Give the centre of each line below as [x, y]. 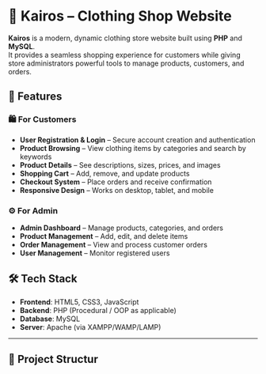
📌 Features [35, 97]
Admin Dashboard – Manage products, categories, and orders [122, 228]
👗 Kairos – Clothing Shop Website [120, 16]
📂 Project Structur [53, 359]
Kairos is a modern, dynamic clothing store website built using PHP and [125, 38]
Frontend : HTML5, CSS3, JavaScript [79, 302]
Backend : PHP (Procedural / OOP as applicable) [98, 310]
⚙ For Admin [33, 210]
